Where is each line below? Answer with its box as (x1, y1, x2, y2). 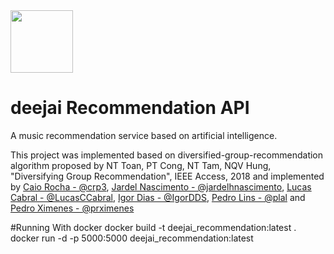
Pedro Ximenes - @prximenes (10, 202, 135, 214)
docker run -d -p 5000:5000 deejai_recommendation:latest (10, 232, 254, 244)
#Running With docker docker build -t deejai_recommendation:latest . (10, 221, 297, 233)
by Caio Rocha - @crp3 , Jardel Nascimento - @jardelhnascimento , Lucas (10, 180, 312, 193)
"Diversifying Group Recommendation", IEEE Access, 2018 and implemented (10, 170, 325, 182)
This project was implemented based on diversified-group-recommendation (10, 149, 324, 161)
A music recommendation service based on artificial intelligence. (10, 129, 278, 141)
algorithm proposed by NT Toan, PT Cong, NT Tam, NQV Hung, (10, 159, 272, 171)
